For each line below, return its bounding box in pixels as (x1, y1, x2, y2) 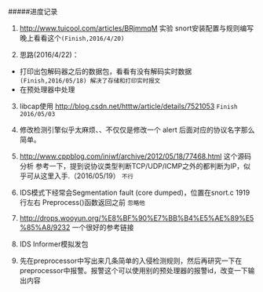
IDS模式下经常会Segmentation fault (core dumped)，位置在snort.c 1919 (19, 188, 250, 197)
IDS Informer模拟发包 (19, 239, 89, 249)
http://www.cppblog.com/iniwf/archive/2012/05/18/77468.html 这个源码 (19, 151, 251, 161)
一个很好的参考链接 (71, 223, 134, 232)
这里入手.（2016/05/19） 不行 (40, 171, 133, 181)
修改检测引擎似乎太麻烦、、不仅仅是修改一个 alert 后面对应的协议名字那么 (19, 125, 255, 134)
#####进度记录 (8, 7, 58, 16)
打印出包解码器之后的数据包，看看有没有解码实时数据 (19, 67, 192, 76)
